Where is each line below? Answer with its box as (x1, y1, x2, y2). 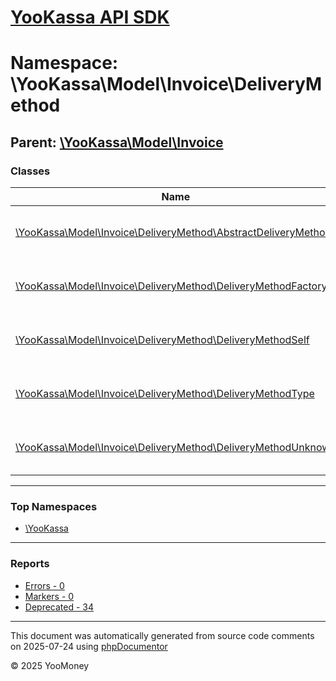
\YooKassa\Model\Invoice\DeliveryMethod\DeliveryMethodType (15, 387, 315, 401)
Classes (10, 164, 51, 178)
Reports (10, 557, 50, 571)
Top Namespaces (10, 499, 98, 513)
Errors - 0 (24, 579, 65, 591)
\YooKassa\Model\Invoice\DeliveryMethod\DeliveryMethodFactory (15, 279, 328, 293)
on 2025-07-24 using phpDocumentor (10, 640, 168, 652)
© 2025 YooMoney (10, 659, 90, 671)
